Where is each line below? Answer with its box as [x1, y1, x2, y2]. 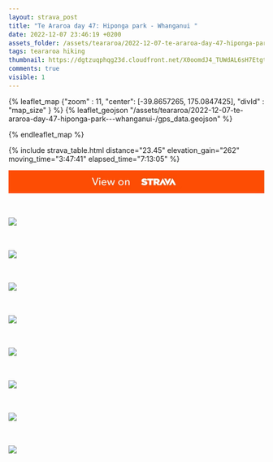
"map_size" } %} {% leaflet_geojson [8, 105, 128, 115]
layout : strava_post [8, 13, 79, 21]
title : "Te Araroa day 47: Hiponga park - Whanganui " [8, 21, 198, 30]
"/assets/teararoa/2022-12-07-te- [129, 105, 244, 115]
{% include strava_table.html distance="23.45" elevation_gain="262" [8, 145, 240, 155]
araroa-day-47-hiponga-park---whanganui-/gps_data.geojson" [8, 114, 221, 124]
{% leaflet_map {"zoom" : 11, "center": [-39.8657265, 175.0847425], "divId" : [8, 96, 265, 106]
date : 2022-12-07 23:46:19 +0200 [8, 30, 122, 38]
